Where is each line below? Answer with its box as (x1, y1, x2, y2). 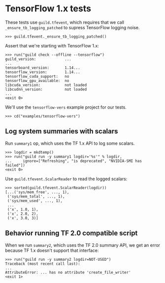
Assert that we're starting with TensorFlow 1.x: (5, 42, 99, 48)
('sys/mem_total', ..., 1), (7, 194, 65, 199)
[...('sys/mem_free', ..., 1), (5, 190, 69, 195)
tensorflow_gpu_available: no (5, 78, 69, 83)
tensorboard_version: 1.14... (5, 65, 80, 70)
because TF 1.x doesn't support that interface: (5, 247, 99, 253)
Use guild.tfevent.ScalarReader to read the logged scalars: (5, 176, 128, 182)
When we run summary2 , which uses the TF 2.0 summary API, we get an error (5, 242, 161, 248)
